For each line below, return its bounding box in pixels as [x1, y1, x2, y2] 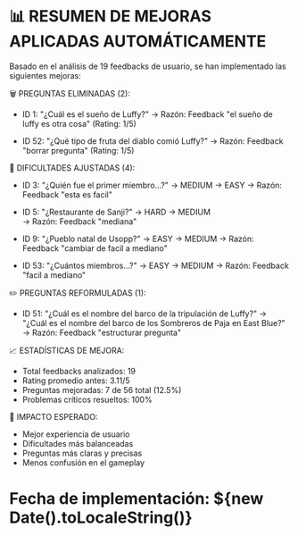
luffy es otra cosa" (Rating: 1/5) [21, 118, 137, 129]
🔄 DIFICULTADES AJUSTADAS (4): [9, 162, 136, 173]
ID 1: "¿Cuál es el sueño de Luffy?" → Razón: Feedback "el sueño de [21, 108, 274, 120]
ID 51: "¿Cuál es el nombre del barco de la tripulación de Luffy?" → [21, 308, 268, 319]
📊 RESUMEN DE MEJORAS [9, 6, 212, 27]
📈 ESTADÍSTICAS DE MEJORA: [9, 345, 125, 356]
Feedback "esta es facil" [21, 188, 113, 200]
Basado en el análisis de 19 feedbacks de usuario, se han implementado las [9, 61, 287, 71]
